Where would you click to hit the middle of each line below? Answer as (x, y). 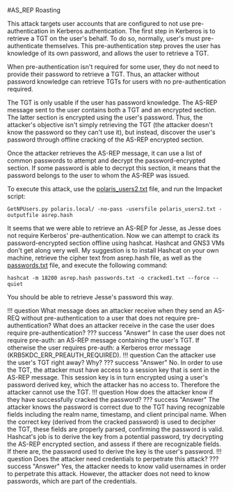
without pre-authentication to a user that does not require (104, 318)
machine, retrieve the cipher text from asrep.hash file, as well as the (104, 258)
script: (16, 196)
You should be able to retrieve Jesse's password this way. (90, 297)
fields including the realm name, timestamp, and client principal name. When (117, 414)
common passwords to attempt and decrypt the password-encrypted (106, 161)
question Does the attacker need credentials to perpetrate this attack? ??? (113, 459)
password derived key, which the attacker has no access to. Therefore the (114, 385)
